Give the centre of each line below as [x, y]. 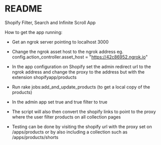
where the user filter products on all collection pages [66, 117]
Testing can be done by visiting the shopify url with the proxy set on [82, 126]
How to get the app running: [34, 32]
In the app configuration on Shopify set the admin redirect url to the [81, 66]
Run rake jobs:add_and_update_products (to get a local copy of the [81, 87]
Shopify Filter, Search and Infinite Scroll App [50, 22]
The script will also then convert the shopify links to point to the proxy [84, 111]
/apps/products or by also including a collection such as [70, 132]
